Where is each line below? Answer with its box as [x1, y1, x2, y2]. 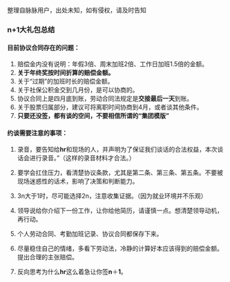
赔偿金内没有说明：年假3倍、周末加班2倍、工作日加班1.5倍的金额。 [17, 60, 209, 68]
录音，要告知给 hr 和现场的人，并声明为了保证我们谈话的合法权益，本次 [17, 145, 218, 154]
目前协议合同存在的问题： [7, 43, 80, 52]
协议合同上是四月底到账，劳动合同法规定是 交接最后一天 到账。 [17, 94, 193, 103]
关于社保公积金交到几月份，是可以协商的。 [17, 85, 139, 94]
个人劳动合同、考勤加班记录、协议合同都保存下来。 [17, 230, 163, 238]
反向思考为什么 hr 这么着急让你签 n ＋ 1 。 [17, 268, 127, 276]
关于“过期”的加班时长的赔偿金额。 [17, 77, 114, 85]
